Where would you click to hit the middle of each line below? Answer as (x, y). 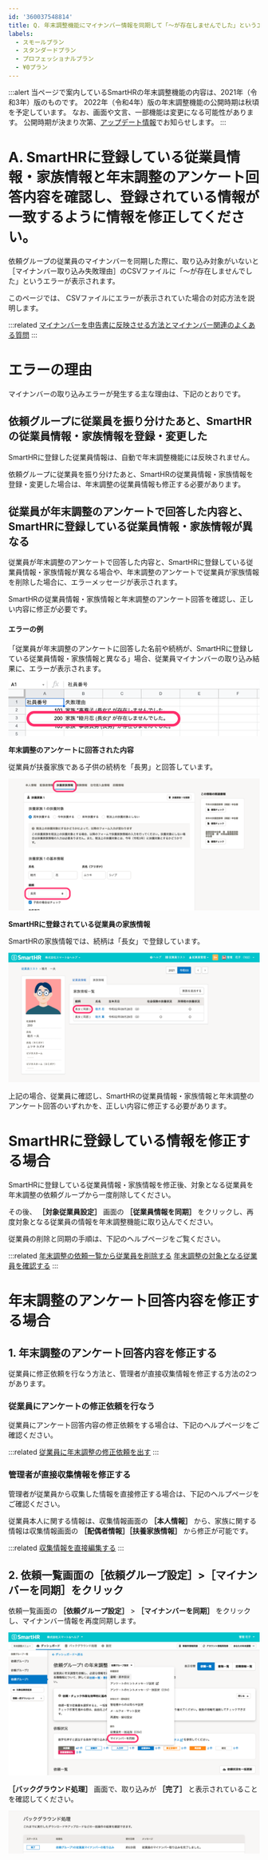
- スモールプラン (40, 42)
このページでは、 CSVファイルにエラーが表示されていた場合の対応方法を (128, 298)
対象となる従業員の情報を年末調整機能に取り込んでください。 (116, 1222)
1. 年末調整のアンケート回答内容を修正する (113, 1353)
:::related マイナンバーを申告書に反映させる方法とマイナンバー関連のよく (128, 324)
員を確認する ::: (33, 1266)
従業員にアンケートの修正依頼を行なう (82, 1406)
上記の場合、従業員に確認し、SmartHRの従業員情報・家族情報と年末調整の (131, 1096)
